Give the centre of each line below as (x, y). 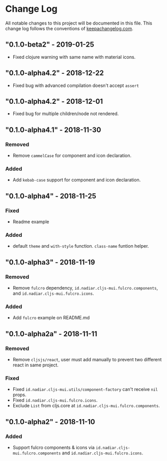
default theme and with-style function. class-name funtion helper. (81, 246)
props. (19, 395)
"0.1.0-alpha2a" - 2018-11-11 (51, 334)
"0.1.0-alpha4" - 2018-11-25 (51, 196)
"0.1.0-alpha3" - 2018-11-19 (50, 262)
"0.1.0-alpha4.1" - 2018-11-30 (53, 130)
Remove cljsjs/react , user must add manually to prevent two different (87, 360)
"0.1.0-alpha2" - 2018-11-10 (50, 422)
